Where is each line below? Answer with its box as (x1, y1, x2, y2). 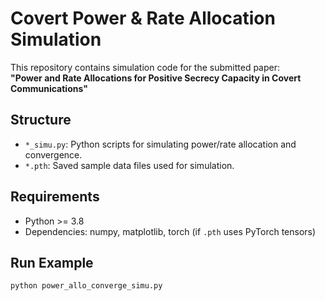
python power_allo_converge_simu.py (10, 281, 163, 291)
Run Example (10, 254, 94, 271)
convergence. (24, 148, 83, 161)
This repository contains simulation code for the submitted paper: (10, 61, 281, 73)
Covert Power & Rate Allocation (10, 7, 276, 30)
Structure (10, 112, 72, 129)
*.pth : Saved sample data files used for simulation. (24, 159, 235, 171)
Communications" (10, 82, 88, 94)
